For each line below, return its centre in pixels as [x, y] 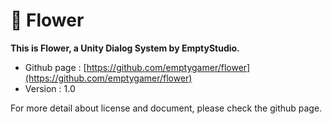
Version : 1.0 [50, 88]
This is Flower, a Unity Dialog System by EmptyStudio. [125, 48]
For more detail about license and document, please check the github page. [166, 108]
